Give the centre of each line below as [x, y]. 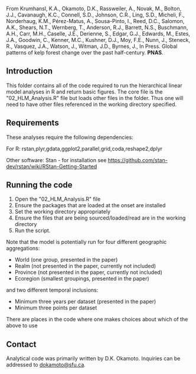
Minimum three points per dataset [56, 308]
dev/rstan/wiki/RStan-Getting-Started [52, 166]
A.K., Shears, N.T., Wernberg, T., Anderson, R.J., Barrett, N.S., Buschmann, [97, 27]
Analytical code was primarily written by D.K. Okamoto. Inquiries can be [93, 359]
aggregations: [23, 249]
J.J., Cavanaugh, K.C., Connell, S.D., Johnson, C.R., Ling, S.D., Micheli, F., [95, 15]
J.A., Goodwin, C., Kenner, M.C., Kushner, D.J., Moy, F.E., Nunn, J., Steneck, [98, 40]
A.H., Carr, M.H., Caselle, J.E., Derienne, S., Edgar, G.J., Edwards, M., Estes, [98, 34]
